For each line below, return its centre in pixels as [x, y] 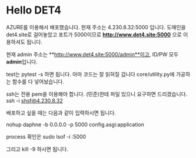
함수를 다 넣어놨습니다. [38, 81]
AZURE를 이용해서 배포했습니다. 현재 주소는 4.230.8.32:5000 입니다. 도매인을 [96, 27]
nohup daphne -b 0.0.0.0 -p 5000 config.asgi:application [75, 125]
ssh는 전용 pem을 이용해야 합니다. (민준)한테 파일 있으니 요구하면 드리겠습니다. [97, 94]
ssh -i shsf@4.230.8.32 [34, 100]
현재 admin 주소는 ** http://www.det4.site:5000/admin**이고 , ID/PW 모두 [92, 54]
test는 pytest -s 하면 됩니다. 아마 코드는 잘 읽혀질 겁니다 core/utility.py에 [90, 74]
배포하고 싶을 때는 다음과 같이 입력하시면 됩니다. [61, 113]
